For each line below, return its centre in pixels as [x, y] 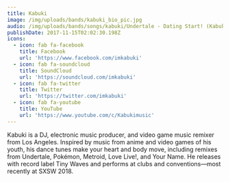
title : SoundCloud [46, 70]
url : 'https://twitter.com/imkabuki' [73, 96]
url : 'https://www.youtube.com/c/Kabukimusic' [87, 115]
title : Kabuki [27, 13]
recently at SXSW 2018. [40, 171]
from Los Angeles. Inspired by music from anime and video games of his [109, 142]
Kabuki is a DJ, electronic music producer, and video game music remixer [111, 135]
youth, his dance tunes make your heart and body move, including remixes [112, 149]
